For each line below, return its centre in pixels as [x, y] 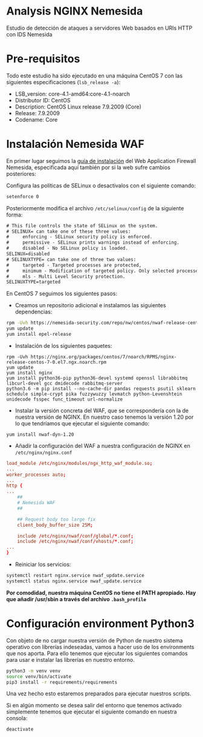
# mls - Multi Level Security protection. [66, 276]
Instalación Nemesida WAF [76, 144]
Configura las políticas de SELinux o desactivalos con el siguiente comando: [101, 185]
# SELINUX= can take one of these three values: [69, 232]
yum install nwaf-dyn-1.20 [40, 435]
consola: [17, 718]
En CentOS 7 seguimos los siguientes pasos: [62, 294]
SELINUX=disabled [28, 254]
